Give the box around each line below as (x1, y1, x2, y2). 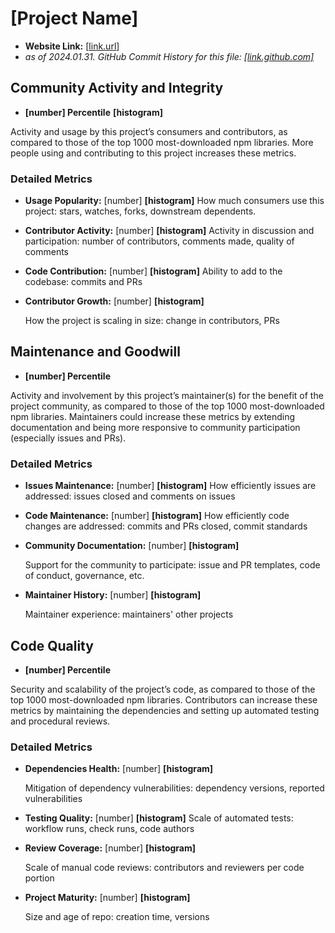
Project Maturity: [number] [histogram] (24, 892, 191, 904)
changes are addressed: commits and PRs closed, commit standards (24, 520, 308, 532)
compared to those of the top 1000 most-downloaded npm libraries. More (10, 136, 314, 148)
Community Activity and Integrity (10, 80, 224, 97)
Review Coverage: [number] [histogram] (24, 842, 197, 854)
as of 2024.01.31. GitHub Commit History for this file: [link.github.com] (24, 50, 315, 62)
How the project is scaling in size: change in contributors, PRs (24, 315, 280, 327)
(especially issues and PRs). (10, 432, 127, 444)
